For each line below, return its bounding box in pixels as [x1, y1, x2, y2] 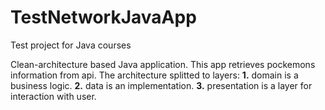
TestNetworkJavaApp [10, 6, 197, 29]
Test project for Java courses [10, 39, 132, 51]
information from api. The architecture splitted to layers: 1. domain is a [10, 69, 299, 81]
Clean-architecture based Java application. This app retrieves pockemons [10, 58, 316, 70]
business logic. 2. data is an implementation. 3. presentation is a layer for [10, 79, 313, 91]
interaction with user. [10, 90, 97, 102]
